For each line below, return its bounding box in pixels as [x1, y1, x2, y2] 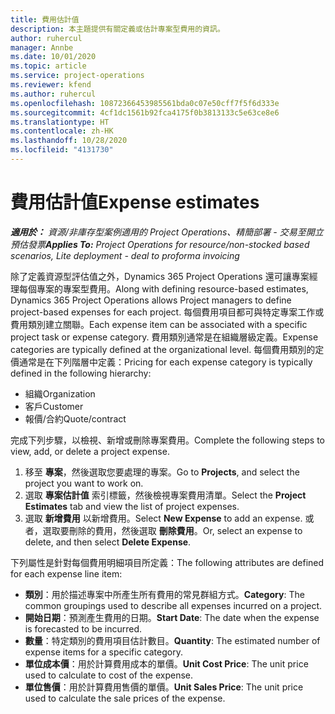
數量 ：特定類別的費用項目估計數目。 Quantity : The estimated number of [24, 634, 321, 646]
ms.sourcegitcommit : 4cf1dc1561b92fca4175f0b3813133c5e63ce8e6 [10, 107, 280, 118]
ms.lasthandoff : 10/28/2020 [10, 136, 128, 146]
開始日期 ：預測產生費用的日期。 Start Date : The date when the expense [24, 611, 320, 623]
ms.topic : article [10, 61, 87, 71]
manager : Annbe [10, 42, 74, 53]
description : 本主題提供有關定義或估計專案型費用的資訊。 [10, 24, 225, 34]
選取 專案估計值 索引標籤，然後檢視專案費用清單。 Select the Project [24, 489, 307, 501]
